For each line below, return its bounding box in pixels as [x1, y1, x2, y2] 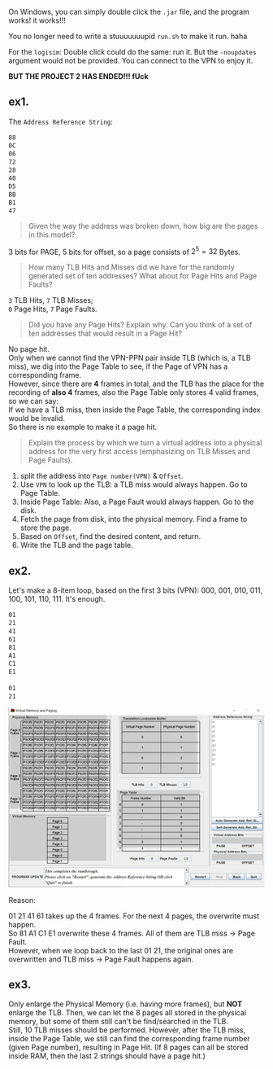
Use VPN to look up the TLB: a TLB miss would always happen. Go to [19, 480, 248, 489]
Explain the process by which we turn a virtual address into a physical [28, 438, 262, 448]
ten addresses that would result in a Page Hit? [28, 329, 183, 339]
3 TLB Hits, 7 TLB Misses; [8, 296, 93, 305]
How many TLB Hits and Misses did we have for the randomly [28, 262, 235, 272]
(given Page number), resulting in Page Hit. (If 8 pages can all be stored [8, 1042, 249, 1053]
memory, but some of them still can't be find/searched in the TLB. [8, 1017, 229, 1027]
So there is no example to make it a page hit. [8, 423, 158, 432]
